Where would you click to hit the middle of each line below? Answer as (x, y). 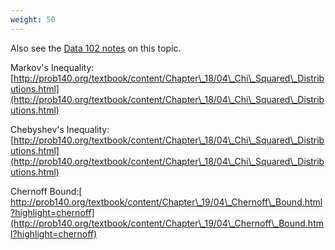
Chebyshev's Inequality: (60, 129)
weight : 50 (33, 19)
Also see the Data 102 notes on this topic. (96, 48)
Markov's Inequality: (52, 67)
